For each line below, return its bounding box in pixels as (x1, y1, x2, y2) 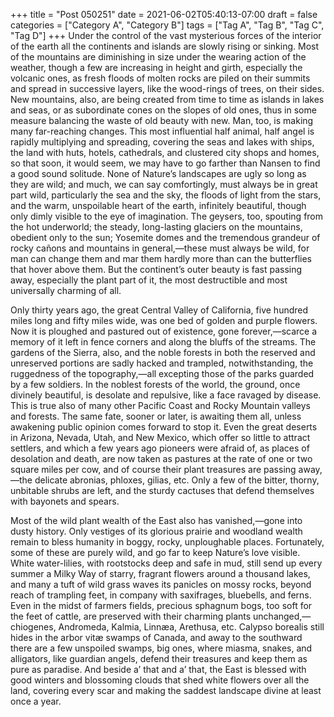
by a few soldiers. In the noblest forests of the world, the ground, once (10, 379, 301, 390)
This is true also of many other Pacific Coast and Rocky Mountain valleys (10, 400, 311, 411)
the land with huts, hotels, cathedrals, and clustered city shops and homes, (10, 147, 320, 158)
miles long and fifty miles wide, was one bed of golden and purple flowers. (10, 315, 318, 326)
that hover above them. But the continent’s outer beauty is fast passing (10, 264, 303, 275)
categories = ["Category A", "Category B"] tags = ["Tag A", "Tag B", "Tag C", (10, 19, 325, 31)
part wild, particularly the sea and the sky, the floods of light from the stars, (10, 189, 322, 201)
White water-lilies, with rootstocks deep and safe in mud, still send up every (10, 557, 323, 569)
